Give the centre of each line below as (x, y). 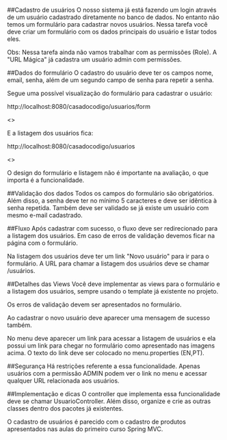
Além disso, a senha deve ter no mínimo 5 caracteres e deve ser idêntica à (112, 200)
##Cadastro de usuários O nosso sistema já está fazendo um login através (112, 10)
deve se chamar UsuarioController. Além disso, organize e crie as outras (109, 401)
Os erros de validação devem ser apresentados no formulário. (95, 305)
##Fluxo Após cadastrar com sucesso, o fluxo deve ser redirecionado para (112, 228)
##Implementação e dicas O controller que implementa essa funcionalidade (114, 394)
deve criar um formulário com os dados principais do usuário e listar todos (112, 31)
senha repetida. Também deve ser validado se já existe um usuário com (108, 208)
